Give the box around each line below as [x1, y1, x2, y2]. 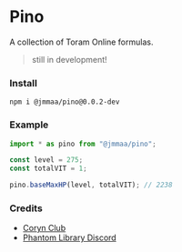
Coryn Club [22, 223, 66, 234]
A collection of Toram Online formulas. [9, 36, 154, 47]
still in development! [31, 54, 107, 65]
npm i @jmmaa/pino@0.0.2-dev [9, 97, 120, 106]
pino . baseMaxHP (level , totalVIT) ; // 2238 [9, 180, 173, 190]
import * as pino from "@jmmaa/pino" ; [9, 139, 157, 148]
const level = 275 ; [9, 156, 84, 165]
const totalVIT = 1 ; [9, 164, 88, 174]
